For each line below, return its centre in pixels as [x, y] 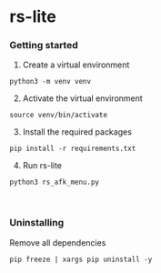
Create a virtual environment [76, 65]
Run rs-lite [42, 166]
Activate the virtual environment [82, 98]
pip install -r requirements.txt [73, 149]
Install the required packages [77, 132]
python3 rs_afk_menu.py [55, 182]
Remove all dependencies [58, 242]
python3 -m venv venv [50, 82]
